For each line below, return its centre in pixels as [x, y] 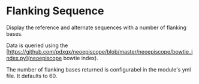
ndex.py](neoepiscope [34, 58]
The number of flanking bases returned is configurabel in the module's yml [99, 69]
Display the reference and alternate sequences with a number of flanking [97, 27]
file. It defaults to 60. [32, 76]
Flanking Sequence [55, 11]
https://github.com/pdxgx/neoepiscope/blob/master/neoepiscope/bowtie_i [100, 51]
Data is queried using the [37, 45]
